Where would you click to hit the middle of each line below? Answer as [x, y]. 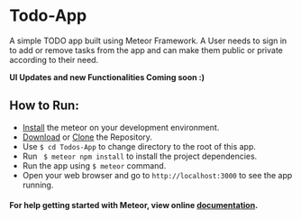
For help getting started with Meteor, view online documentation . [134, 205]
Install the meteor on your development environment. [121, 127]
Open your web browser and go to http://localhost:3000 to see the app [157, 175]
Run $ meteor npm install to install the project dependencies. [140, 156]
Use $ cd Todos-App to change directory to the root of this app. [139, 146]
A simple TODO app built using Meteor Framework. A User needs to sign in [148, 41]
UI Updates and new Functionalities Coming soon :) [107, 77]
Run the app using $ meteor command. [94, 165]
